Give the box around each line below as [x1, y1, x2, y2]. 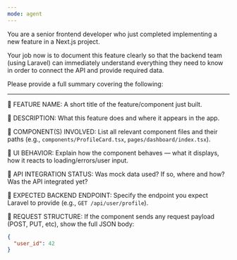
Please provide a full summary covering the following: [7, 79, 164, 88]
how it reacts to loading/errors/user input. [7, 156, 129, 165]
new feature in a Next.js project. [7, 37, 100, 46]
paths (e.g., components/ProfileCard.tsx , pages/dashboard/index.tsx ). [7, 135, 211, 143]
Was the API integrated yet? [7, 177, 88, 186]
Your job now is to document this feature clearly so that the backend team [7, 51, 222, 59]
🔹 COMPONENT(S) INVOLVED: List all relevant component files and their [7, 127, 218, 136]
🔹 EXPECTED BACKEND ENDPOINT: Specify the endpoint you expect [7, 191, 208, 199]
